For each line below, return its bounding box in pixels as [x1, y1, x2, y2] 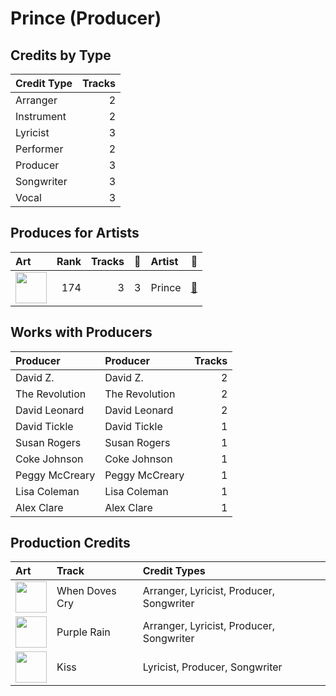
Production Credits [10, 535, 131, 552]
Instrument [15, 110, 67, 123]
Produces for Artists [10, 225, 140, 242]
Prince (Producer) [10, 7, 162, 30]
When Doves [56, 584, 117, 598]
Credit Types [142, 564, 206, 578]
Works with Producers [10, 324, 153, 341]
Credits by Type [10, 47, 112, 64]
